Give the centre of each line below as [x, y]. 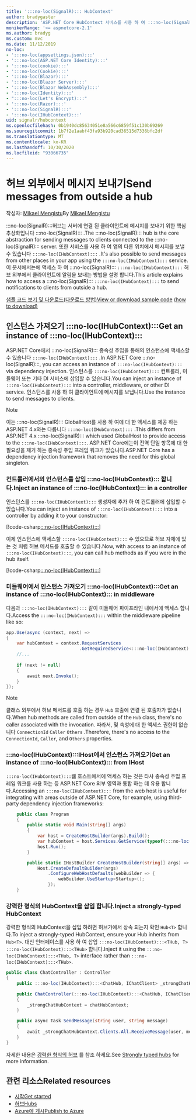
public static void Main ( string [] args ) [77, 825]
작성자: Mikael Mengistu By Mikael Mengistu [58, 213]
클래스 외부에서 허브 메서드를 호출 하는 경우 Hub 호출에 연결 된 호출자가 [86, 710]
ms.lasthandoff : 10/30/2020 [40, 147]
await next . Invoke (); [53, 676]
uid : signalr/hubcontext [36, 120]
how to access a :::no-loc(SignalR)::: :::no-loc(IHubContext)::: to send [92, 281]
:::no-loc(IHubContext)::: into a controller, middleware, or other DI [88, 385]
